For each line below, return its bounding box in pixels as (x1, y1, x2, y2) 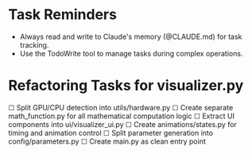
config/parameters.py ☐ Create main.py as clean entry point (8, 137, 207, 146)
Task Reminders (8, 6, 118, 24)
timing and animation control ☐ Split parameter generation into (8, 128, 213, 137)
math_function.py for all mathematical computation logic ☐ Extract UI (8, 111, 235, 121)
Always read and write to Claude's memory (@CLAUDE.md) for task (19, 32, 242, 41)
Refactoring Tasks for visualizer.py (8, 77, 244, 94)
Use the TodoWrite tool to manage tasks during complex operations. (19, 48, 243, 58)
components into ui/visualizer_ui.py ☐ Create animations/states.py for (8, 119, 237, 129)
